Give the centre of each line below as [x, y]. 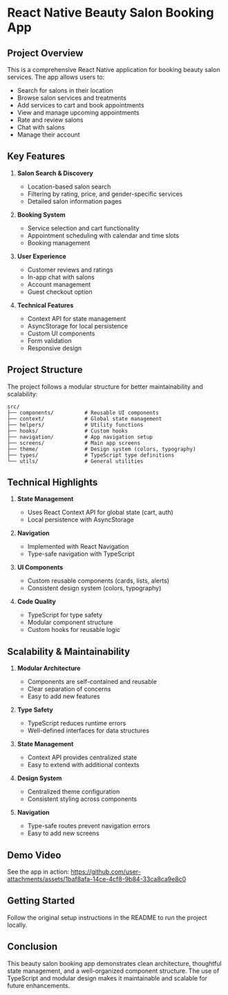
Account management [59, 284]
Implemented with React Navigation [78, 547]
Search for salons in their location [65, 90]
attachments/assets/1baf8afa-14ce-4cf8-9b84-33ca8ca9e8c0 [97, 879]
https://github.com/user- [106, 872]
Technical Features [45, 305]
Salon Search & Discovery [55, 173]
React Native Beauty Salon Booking [111, 13]
